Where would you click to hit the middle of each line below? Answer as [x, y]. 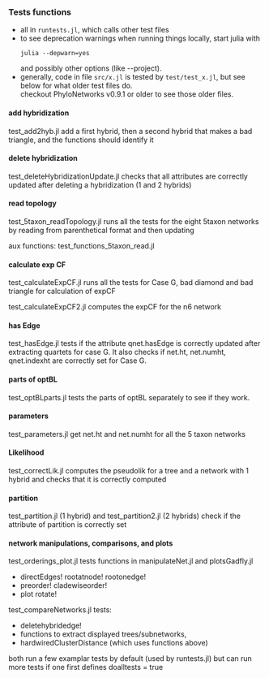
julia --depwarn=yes [55, 54]
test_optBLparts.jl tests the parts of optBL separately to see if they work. [129, 397]
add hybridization [39, 113]
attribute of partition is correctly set [68, 525]
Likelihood [26, 452]
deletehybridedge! [51, 626]
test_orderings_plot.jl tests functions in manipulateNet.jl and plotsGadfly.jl [131, 561]
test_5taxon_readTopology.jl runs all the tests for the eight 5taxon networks [134, 221]
